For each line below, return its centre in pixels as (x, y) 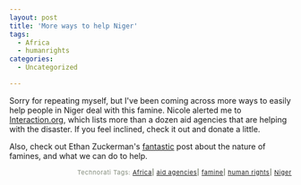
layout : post (34, 17)
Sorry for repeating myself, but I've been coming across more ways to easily (150, 100)
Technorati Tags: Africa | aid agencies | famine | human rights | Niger (185, 172)
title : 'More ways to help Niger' (74, 26)
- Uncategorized (47, 68)
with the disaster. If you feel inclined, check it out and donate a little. (135, 129)
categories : (31, 59)
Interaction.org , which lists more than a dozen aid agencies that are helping (148, 119)
